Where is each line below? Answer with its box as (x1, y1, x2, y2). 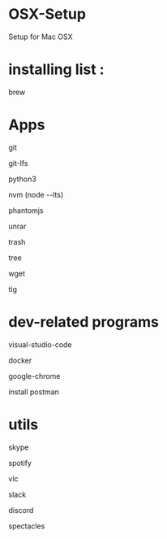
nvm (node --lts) (8, 189, 63, 199)
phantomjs (8, 205, 44, 215)
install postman (8, 387, 59, 397)
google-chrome (8, 371, 61, 380)
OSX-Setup (8, 5, 87, 24)
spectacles (8, 521, 45, 531)
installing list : (8, 60, 105, 79)
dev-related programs (8, 313, 160, 331)
